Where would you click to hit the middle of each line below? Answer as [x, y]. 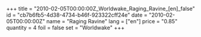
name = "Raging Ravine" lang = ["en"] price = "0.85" [112, 21]
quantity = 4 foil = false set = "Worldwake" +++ [66, 27]
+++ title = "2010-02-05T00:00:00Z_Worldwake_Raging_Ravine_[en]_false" [101, 9]
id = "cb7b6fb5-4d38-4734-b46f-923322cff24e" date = [77, 15]
